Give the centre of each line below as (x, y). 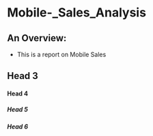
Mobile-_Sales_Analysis (77, 13)
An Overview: (37, 38)
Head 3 (23, 76)
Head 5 (18, 109)
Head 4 (18, 93)
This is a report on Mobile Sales (61, 54)
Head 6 (18, 126)
